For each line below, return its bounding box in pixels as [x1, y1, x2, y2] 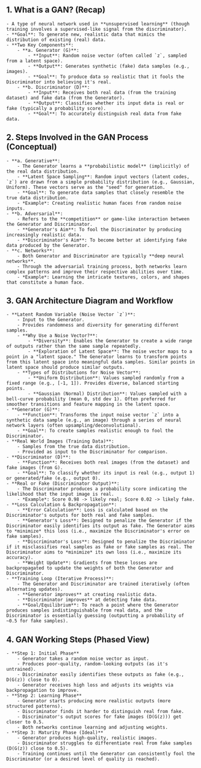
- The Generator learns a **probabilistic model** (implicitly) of [17, 163, 190, 169]
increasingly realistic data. [6, 232, 82, 238]
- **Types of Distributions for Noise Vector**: [17, 370, 141, 376]
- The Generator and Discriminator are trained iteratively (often [17, 581, 190, 587]
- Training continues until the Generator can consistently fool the [17, 751, 196, 757]
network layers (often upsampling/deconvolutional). [6, 423, 141, 429]
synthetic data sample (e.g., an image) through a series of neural [6, 417, 182, 423]
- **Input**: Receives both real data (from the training [28, 89, 176, 95]
